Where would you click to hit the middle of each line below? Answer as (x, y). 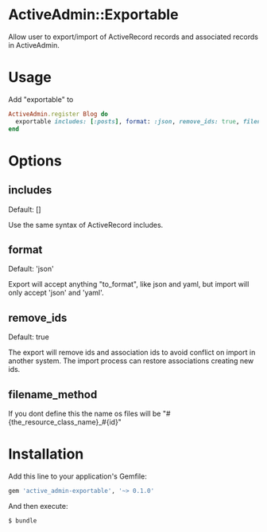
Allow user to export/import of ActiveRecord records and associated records (133, 37)
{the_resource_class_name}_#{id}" (65, 422)
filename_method (53, 395)
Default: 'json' (31, 269)
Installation (46, 454)
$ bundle (23, 520)
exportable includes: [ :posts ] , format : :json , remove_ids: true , (128, 121)
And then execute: (38, 506)
